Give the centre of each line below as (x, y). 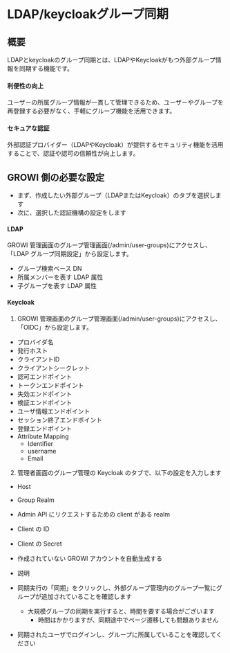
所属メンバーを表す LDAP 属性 (60, 277)
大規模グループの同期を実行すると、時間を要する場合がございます (121, 611)
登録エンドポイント (45, 428)
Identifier (40, 443)
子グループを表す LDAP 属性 (57, 286)
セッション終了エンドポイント (59, 420)
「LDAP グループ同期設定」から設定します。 (70, 254)
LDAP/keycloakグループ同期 (88, 14)
